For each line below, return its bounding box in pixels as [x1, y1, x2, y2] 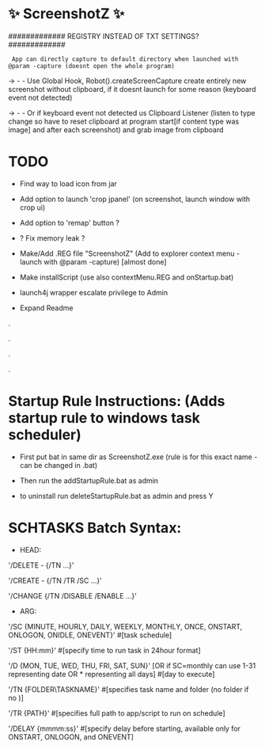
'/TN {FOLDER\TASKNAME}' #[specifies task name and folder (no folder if [8, 684, 249, 694]
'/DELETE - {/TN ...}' [8, 560, 74, 570]
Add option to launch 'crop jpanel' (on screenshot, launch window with [19, 194, 251, 203]
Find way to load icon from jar [19, 179, 117, 188]
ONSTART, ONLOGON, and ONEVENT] [8, 732, 134, 741]
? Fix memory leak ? [19, 233, 85, 242]
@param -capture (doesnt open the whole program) [8, 62, 176, 70]
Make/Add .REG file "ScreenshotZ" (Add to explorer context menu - [19, 249, 240, 258]
